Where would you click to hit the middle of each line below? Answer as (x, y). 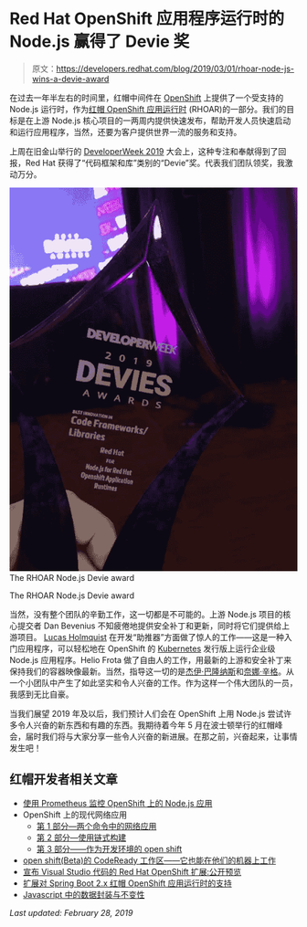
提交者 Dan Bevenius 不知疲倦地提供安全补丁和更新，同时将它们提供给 (149, 626)
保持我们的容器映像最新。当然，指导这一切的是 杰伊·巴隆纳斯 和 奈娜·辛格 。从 (152, 671)
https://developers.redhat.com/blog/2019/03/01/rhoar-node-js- (175, 68)
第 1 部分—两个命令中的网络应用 (96, 826)
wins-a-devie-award (70, 79)
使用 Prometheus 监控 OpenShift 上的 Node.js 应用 (117, 803)
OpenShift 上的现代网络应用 (75, 815)
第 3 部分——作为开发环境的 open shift (109, 848)
